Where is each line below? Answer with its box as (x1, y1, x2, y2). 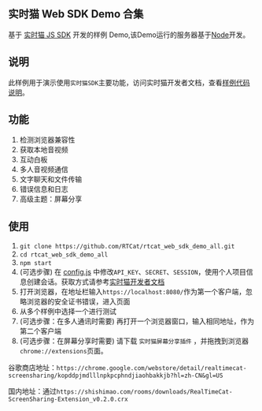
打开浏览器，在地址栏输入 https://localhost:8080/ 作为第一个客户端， (19, 287, 246, 297)
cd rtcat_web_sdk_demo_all (19, 251, 109, 259)
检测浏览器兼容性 (19, 135, 76, 144)
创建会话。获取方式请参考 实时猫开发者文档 (26, 277, 165, 286)
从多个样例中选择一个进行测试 (19, 307, 116, 316)
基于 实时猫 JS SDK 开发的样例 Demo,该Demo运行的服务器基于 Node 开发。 (8, 30, 250, 39)
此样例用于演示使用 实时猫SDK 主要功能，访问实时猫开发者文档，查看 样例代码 (8, 77, 250, 87)
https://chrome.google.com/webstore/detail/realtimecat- (56, 364, 247, 372)
